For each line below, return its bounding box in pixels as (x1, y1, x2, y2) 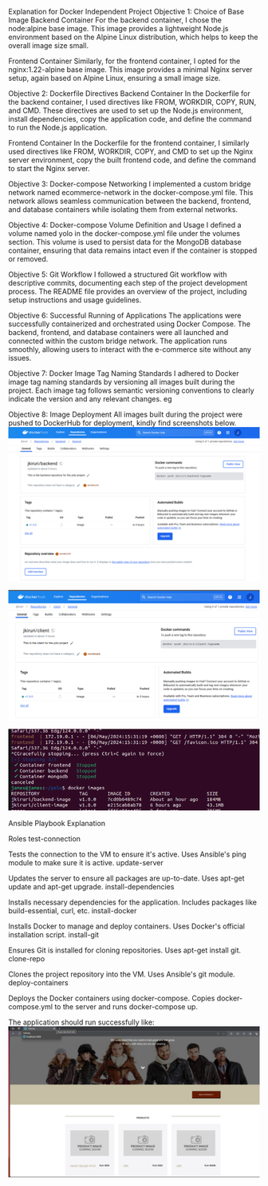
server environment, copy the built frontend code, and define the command (8, 155, 257, 165)
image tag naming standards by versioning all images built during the (8, 377, 235, 386)
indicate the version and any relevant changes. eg (8, 394, 173, 403)
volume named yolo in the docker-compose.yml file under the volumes (8, 229, 241, 238)
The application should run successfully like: (8, 1017, 155, 1027)
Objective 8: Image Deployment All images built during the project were (8, 409, 243, 419)
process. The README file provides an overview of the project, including (8, 287, 247, 296)
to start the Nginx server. (8, 164, 90, 173)
